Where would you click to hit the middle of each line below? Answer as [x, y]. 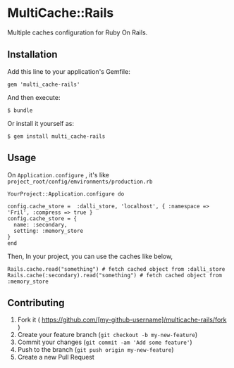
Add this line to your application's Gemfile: [69, 71]
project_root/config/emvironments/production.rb [80, 182]
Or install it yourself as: [41, 123]
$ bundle [20, 110]
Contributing [36, 303]
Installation [32, 55]
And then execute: [34, 97]
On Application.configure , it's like [58, 175]
